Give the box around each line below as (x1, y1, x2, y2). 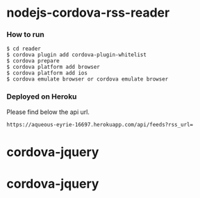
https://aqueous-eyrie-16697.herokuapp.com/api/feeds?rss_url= (6, 121, 194, 128)
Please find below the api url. (6, 108, 90, 116)
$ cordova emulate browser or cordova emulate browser (6, 76, 169, 83)
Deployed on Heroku (6, 92, 77, 101)
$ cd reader (6, 45, 41, 53)
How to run (6, 30, 44, 40)
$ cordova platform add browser (6, 64, 100, 71)
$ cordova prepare (6, 58, 60, 65)
